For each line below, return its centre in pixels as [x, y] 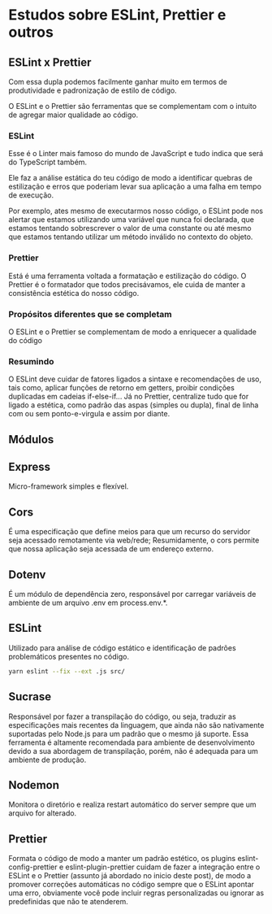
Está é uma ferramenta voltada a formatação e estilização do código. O [127, 276]
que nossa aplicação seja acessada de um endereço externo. [111, 549]
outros [31, 32]
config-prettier [33, 867]
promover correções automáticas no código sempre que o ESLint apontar [131, 885]
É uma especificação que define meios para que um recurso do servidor [130, 532]
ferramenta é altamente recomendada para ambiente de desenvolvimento [132, 742]
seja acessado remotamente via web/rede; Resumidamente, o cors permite [134, 540]
